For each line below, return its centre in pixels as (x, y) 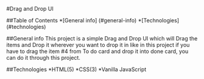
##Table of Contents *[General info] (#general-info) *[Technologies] (93, 20)
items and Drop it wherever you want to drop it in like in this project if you (98, 45)
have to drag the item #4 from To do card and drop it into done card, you (97, 51)
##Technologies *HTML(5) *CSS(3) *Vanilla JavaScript (76, 69)
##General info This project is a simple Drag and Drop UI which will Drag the (102, 38)
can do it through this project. (44, 58)
